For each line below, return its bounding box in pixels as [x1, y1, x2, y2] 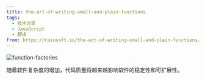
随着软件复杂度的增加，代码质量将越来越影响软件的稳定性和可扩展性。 [6, 66, 183, 74]
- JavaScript [12, 26, 45, 32]
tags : [6, 15, 20, 21]
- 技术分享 [12, 20, 36, 26]
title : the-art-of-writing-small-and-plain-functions [6, 9, 146, 15]
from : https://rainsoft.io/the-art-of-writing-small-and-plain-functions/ [6, 37, 201, 43]
